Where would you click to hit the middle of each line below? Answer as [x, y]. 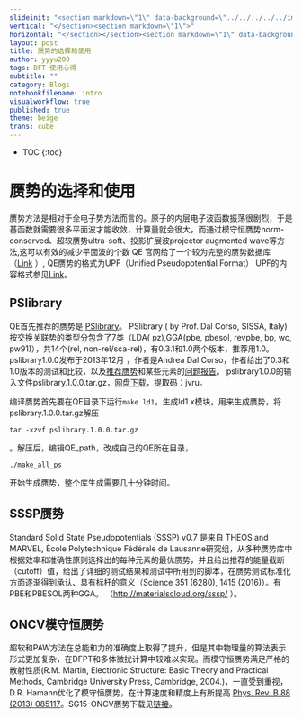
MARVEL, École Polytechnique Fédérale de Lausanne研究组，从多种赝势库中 [151, 548]
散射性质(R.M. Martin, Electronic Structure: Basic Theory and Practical [139, 670]
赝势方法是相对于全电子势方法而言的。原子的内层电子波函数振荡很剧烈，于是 [151, 218]
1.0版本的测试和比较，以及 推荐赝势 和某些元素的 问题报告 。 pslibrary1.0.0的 [147, 371]
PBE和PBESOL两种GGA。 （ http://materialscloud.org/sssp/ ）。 [126, 593]
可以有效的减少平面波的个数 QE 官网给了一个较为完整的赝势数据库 [149, 251]
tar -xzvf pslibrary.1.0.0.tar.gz [74, 430]
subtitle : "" [34, 77]
